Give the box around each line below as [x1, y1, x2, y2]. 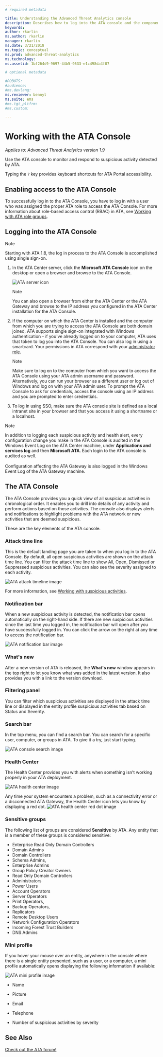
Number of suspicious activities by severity [12, 1020, 98, 1025]
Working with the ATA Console [5, 131, 131, 142]
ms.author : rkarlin [5, 34, 45, 39]
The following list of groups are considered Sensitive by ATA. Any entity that [5, 827, 158, 833]
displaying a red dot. [5, 804, 46, 810]
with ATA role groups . [5, 214, 48, 219]
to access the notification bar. [5, 632, 65, 638]
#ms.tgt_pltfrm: [5, 101, 38, 106]
